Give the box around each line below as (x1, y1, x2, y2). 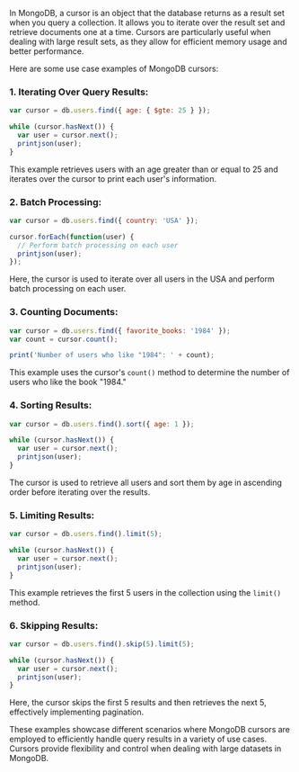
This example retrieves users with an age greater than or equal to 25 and (9, 164, 278, 175)
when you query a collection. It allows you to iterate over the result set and (9, 17, 286, 28)
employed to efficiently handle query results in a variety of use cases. (9, 733, 268, 745)
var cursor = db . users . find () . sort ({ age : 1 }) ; (9, 419, 195, 428)
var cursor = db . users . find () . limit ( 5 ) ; (9, 530, 163, 539)
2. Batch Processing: (9, 195, 101, 208)
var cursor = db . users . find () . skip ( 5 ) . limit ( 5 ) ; (9, 639, 195, 649)
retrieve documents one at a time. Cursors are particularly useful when (9, 27, 271, 37)
